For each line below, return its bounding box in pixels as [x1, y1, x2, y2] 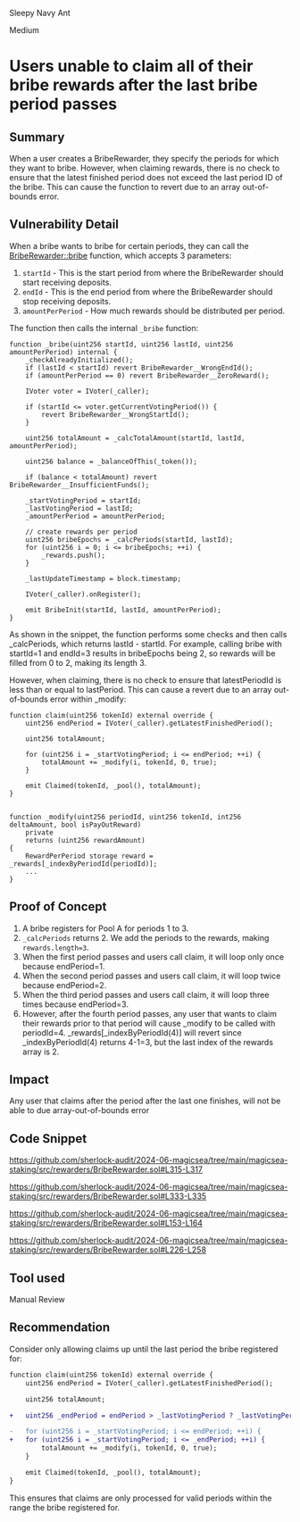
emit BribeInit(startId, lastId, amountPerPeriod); [25, 605, 221, 614]
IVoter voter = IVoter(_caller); [25, 387, 150, 395]
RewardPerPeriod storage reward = [25, 852, 154, 861]
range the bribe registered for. [9, 1501, 121, 1512]
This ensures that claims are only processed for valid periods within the [9, 1493, 272, 1503]
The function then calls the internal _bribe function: [9, 322, 199, 333]
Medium [9, 25, 40, 35]
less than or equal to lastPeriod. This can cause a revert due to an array [9, 684, 272, 694]
